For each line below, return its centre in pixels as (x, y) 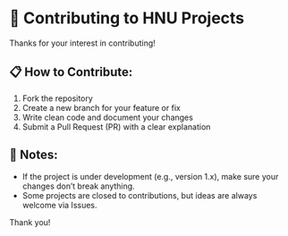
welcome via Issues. (59, 205)
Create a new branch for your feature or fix (101, 107)
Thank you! (30, 222)
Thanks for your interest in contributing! (83, 43)
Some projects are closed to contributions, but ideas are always (140, 195)
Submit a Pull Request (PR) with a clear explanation (116, 126)
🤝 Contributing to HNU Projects (127, 18)
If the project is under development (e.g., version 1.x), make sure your (150, 176)
